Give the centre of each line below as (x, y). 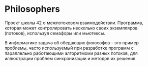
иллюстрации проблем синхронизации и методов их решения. (71, 58)
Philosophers (32, 9)
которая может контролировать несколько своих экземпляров (71, 28)
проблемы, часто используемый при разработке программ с (69, 48)
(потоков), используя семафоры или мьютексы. (55, 33)
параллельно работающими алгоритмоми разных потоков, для (71, 53)
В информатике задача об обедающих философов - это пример (72, 42)
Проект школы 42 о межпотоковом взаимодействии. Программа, (74, 23)
